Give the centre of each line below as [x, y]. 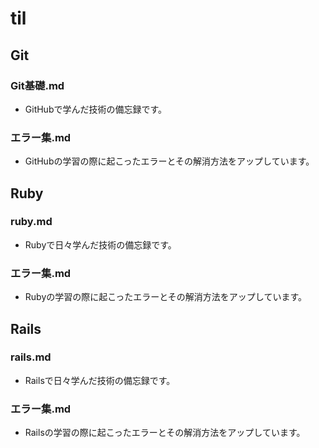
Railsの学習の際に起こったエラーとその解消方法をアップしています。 [165, 433]
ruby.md [31, 222]
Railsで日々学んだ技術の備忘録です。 [100, 380]
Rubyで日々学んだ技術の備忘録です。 [100, 244]
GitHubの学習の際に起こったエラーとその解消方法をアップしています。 [169, 161]
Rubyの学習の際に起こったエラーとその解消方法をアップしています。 [166, 297]
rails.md [31, 357]
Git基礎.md [37, 85]
